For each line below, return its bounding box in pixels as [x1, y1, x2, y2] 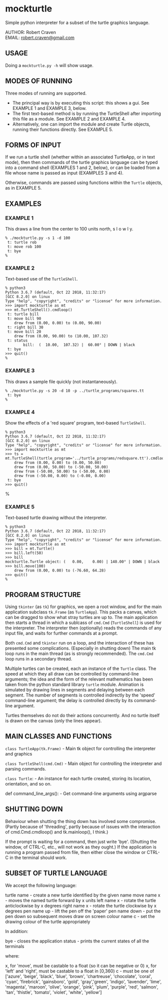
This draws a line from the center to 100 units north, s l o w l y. [5, 226, 133, 232]
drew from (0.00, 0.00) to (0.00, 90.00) [14, 320, 101, 325]
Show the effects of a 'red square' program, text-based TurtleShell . [5, 419, 146, 425]
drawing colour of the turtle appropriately [5, 918, 90, 924]
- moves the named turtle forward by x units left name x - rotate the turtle [5, 897, 156, 903]
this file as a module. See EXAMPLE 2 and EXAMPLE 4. [12, 115, 126, 121]
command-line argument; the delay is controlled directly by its [5, 697, 133, 703]
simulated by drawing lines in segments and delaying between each [5, 687, 145, 693]
